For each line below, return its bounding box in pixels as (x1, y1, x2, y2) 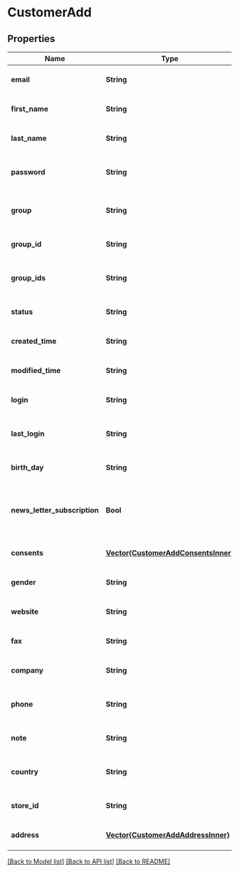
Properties (7, 33, 55, 45)
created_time (11, 336, 57, 346)
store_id (11, 801, 39, 810)
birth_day (11, 463, 44, 472)
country (11, 767, 39, 777)
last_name (11, 133, 47, 143)
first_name (11, 104, 48, 114)
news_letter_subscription (11, 505, 100, 515)
